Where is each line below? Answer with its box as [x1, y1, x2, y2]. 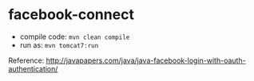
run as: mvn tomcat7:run [19, 40, 99, 49]
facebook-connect [8, 6, 134, 24]
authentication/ [8, 64, 58, 73]
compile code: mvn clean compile [19, 32, 130, 41]
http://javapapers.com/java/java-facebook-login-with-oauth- [46, 56, 246, 65]
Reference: [8, 56, 45, 65]
